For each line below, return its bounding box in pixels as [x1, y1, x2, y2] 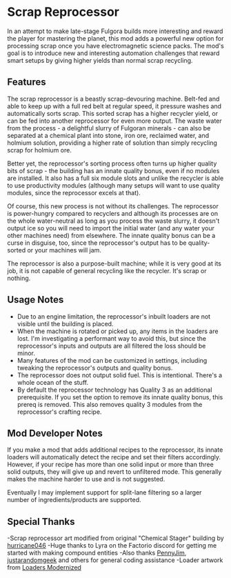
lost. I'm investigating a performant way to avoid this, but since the [17, 334, 207, 342]
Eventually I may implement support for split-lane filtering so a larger [7, 488, 202, 497]
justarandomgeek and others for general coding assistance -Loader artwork [7, 556, 223, 564]
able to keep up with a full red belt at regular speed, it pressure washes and [7, 101, 222, 110]
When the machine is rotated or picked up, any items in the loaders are [17, 327, 219, 335]
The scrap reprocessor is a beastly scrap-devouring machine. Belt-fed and [7, 94, 220, 103]
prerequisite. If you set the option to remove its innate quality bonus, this [17, 392, 223, 401]
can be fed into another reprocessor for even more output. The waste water [7, 117, 222, 125]
